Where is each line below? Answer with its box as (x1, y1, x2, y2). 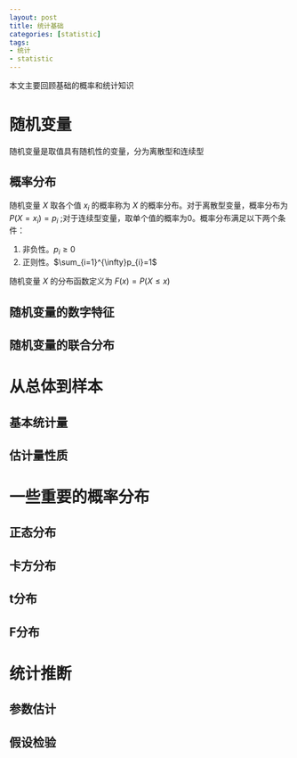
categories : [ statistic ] (9, 29, 101, 38)
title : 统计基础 (9, 21, 64, 30)
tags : (9, 37, 29, 47)
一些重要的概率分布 (9, 487, 150, 507)
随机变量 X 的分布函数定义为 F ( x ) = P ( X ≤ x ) (9, 276, 171, 286)
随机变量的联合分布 (9, 337, 115, 352)
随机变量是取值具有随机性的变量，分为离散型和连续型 (9, 145, 205, 156)
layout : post (9, 12, 58, 22)
